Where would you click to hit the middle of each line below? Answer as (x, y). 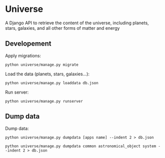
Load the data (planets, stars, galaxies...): (47, 74)
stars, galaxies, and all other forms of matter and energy (62, 28)
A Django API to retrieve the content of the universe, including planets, (77, 23)
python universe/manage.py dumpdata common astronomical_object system (81, 146)
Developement (28, 44)
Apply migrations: (23, 55)
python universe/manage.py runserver (44, 101)
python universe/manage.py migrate (42, 65)
